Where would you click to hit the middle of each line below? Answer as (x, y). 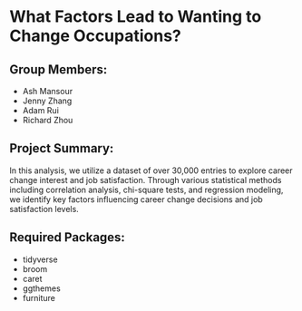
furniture (39, 297)
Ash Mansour (48, 91)
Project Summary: (62, 148)
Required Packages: (67, 238)
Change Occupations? (95, 36)
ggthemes (41, 288)
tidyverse (40, 259)
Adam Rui (40, 110)
